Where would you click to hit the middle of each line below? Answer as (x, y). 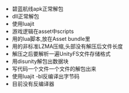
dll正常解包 (25, 16)
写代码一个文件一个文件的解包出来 (54, 69)
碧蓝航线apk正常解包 (37, 9)
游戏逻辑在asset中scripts (43, 31)
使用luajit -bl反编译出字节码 (46, 76)
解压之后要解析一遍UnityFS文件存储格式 (61, 54)
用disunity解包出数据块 (40, 61)
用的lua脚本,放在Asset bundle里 (51, 39)
